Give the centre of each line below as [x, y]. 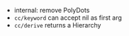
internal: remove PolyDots [52, 10]
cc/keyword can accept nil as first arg [68, 18]
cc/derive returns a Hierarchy [57, 25]
